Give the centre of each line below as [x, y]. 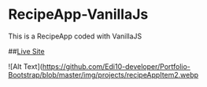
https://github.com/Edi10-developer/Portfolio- [116, 66]
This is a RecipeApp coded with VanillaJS [75, 36]
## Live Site [26, 51]
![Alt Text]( [26, 66]
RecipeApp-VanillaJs [78, 14]
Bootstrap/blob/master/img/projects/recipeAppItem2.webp [103, 74]
